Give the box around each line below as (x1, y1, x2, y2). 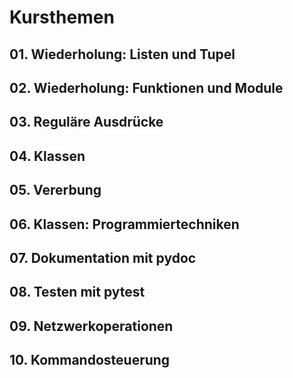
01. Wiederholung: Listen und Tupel (9, 46, 236, 63)
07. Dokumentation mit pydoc (9, 249, 197, 266)
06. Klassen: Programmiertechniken (9, 216, 240, 233)
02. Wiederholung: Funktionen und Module (9, 79, 284, 96)
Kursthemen (9, 6, 115, 29)
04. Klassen (9, 147, 86, 165)
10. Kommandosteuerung (9, 352, 171, 369)
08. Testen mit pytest (9, 284, 146, 301)
